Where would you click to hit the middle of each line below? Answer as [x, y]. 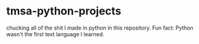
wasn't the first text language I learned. [55, 34]
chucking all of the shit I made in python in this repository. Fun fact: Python [100, 28]
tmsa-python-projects [64, 11]
